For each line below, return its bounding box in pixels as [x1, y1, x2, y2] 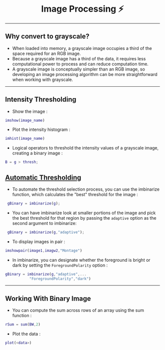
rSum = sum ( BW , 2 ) [5, 322, 41, 327]
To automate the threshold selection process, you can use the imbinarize [12, 186, 160, 192]
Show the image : [12, 108, 48, 114]
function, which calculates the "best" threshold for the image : [12, 192, 138, 197]
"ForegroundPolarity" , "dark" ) [29, 276, 91, 281]
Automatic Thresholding [5, 173, 82, 181]
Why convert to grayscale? [5, 32, 90, 41]
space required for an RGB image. [12, 50, 81, 56]
